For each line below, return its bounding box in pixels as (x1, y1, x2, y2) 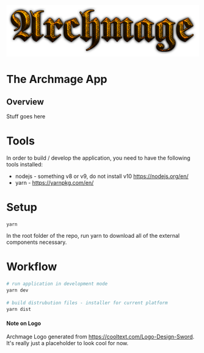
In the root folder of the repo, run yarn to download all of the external (6, 232, 180, 239)
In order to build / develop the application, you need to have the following (6, 154, 191, 162)
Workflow (6, 260, 57, 274)
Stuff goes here (6, 113, 46, 120)
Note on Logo (6, 319, 42, 327)
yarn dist (6, 307, 32, 313)
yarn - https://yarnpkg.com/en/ (15, 179, 94, 186)
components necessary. (6, 238, 67, 246)
